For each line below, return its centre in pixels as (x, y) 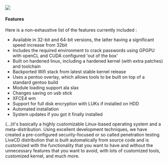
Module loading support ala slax (46, 88)
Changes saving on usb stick (42, 93)
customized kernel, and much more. (42, 156)
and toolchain (27, 66)
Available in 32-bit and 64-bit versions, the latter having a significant (83, 40)
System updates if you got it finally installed (57, 114)
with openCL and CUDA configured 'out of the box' (65, 56)
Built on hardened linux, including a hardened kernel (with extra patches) (88, 61)
